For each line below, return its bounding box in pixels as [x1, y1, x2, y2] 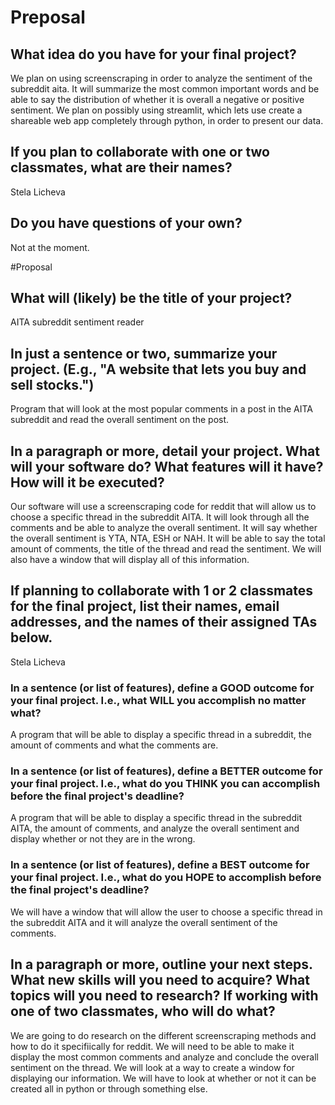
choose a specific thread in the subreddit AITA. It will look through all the [10, 511, 310, 523]
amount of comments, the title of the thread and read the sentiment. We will [10, 543, 322, 555]
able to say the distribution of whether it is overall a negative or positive [10, 94, 305, 105]
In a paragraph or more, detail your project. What [10, 442, 320, 460]
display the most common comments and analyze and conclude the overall [10, 1051, 319, 1063]
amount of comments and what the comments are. [10, 739, 219, 751]
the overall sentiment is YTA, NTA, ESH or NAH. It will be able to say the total [10, 532, 326, 545]
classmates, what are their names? [10, 159, 233, 176]
